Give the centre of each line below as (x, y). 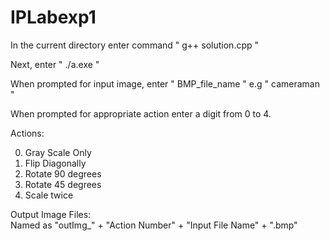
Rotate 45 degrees (63, 184)
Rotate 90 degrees (63, 173)
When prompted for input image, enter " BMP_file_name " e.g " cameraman (165, 83)
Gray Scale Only (58, 152)
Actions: (27, 133)
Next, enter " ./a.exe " (55, 64)
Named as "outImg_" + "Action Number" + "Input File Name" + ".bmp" (154, 225)
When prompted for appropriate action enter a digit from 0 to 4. (141, 113)
